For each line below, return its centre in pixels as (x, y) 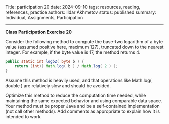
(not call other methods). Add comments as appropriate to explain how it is (82, 111)
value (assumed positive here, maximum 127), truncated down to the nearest (84, 47)
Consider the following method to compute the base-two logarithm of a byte (84, 42)
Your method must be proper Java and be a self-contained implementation (82, 106)
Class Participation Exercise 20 (38, 32)
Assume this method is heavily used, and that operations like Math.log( (78, 80)
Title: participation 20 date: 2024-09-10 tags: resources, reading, (73, 7)
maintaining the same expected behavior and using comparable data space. (84, 101)
